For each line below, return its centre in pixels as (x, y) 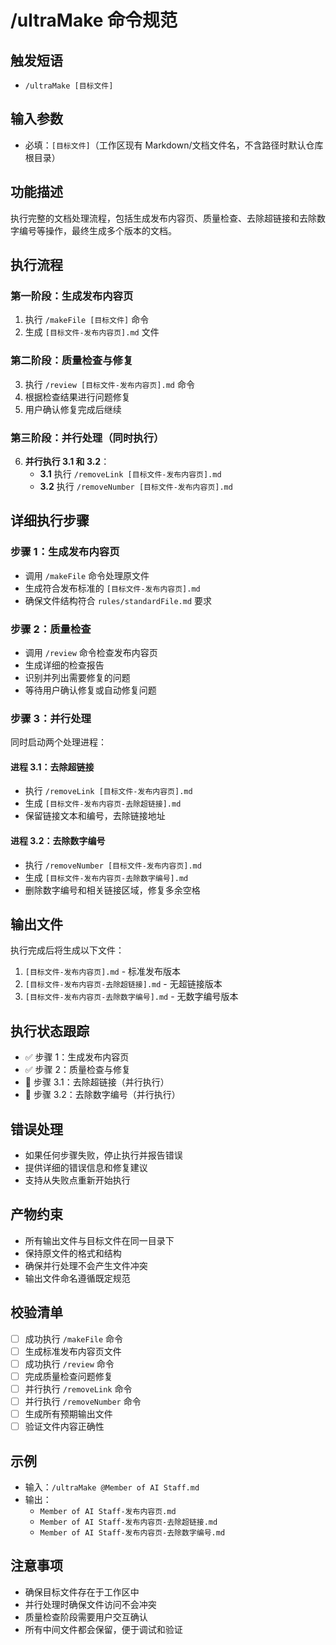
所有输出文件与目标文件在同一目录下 (99, 1240)
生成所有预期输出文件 (68, 1414)
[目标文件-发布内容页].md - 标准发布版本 (103, 972)
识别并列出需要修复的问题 (77, 677)
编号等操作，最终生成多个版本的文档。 (97, 230)
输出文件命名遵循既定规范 (77, 1278)
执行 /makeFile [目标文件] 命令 (87, 320)
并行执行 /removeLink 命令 (78, 1388)
